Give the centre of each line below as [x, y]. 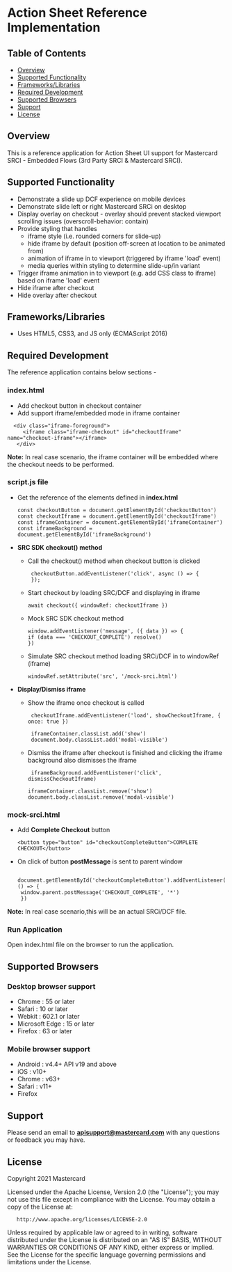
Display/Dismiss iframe [51, 689]
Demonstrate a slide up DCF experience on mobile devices [101, 199]
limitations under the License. [49, 1262]
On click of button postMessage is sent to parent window [100, 861]
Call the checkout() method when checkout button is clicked [114, 561]
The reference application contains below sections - [82, 372]
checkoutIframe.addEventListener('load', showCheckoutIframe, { [126, 715]
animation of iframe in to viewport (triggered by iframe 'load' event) [124, 258]
